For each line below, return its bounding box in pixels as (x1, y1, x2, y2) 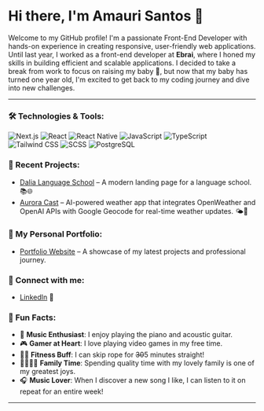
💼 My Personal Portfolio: (8, 229, 103, 240)
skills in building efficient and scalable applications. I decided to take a (8, 58, 236, 68)
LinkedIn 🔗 (19, 292, 54, 302)
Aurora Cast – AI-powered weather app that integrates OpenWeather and (19, 197, 256, 207)
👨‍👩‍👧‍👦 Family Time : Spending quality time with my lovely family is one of (19, 358, 255, 368)
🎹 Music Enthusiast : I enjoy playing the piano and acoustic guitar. (19, 330, 233, 339)
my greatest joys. (19, 367, 76, 376)
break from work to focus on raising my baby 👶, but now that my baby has (8, 66, 248, 75)
